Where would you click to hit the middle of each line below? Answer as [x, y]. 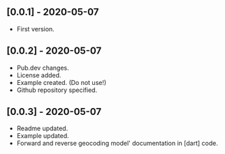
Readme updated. [42, 128]
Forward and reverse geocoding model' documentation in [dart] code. [117, 144]
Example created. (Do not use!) [61, 82]
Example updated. [43, 136]
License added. [39, 75]
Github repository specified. [57, 90]
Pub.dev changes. [43, 68]
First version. [36, 29]
